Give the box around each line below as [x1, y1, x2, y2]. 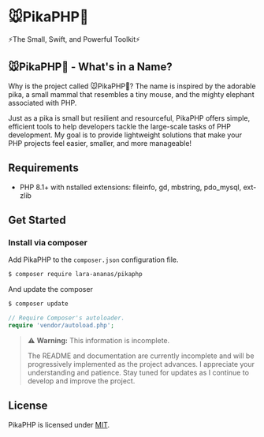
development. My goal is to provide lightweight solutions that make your [8, 130, 243, 140]
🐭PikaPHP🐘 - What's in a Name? [8, 60, 173, 74]
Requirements [8, 162, 79, 175]
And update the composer [8, 285, 93, 294]
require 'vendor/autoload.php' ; [8, 321, 114, 329]
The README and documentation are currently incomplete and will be [27, 351, 255, 360]
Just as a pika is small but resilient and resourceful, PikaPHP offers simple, [8, 113, 251, 122]
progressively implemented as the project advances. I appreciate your [27, 359, 255, 368]
